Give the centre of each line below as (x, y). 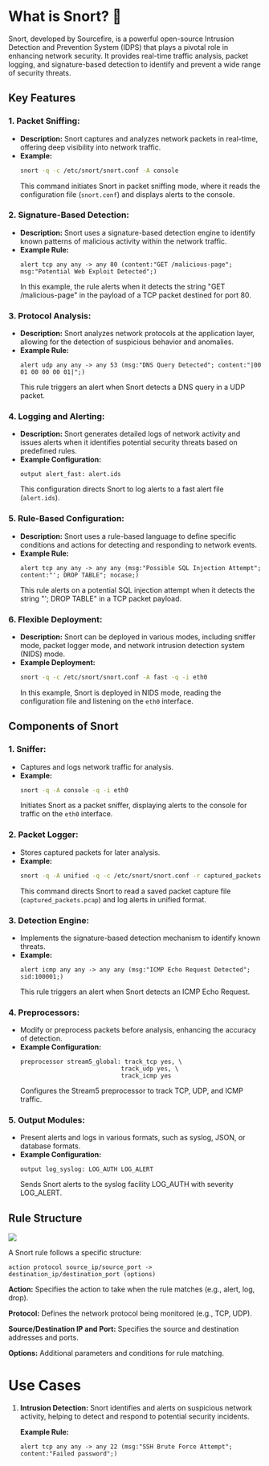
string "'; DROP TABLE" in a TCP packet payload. (101, 598)
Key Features (42, 99)
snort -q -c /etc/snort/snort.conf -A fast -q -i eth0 (114, 677)
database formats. (50, 1146)
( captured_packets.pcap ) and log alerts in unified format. (113, 899)
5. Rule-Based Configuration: (66, 519)
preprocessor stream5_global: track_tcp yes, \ (101, 1062)
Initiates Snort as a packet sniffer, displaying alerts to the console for (133, 805)
